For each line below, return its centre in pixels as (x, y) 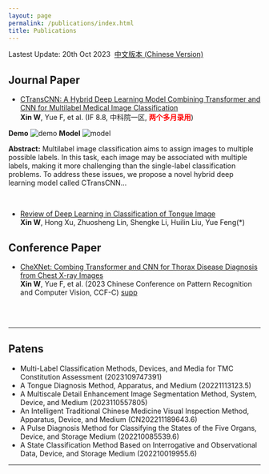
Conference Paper (55, 248)
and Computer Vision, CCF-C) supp (78, 292)
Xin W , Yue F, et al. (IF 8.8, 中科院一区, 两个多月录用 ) (106, 118)
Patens (26, 349)
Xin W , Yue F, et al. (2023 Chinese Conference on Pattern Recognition (136, 284)
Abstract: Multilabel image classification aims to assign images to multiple (131, 149)
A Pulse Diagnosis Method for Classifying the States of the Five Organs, (139, 428)
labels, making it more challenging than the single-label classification (122, 166)
